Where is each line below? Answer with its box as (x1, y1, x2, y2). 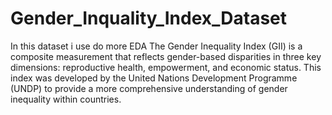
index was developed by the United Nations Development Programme (10, 72, 298, 84)
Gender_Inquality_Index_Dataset (10, 7, 288, 30)
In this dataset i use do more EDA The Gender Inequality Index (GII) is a (10, 40, 303, 52)
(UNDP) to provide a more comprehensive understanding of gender (10, 82, 288, 94)
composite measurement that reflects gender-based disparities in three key (10, 50, 322, 62)
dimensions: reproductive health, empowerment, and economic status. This (10, 61, 322, 73)
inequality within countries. (10, 93, 122, 105)
